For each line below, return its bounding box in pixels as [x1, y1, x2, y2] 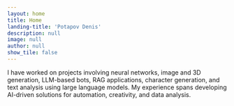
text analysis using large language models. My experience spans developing [7, 83, 227, 91]
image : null [7, 36, 42, 43]
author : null [7, 43, 45, 50]
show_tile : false [7, 50, 58, 56]
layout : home [7, 10, 45, 17]
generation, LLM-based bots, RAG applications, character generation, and [7, 75, 220, 84]
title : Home [7, 17, 42, 24]
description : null [7, 29, 61, 37]
